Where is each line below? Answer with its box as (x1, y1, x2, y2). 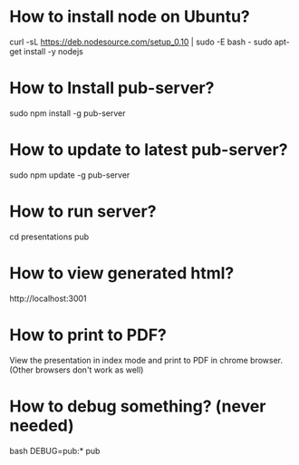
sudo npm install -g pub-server (9, 107, 126, 119)
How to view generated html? (9, 263, 235, 283)
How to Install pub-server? (9, 78, 215, 99)
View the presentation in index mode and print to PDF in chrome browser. (9, 354, 284, 365)
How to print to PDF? (9, 325, 168, 345)
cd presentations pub (9, 231, 89, 242)
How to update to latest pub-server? (9, 140, 288, 160)
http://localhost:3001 (9, 293, 87, 304)
